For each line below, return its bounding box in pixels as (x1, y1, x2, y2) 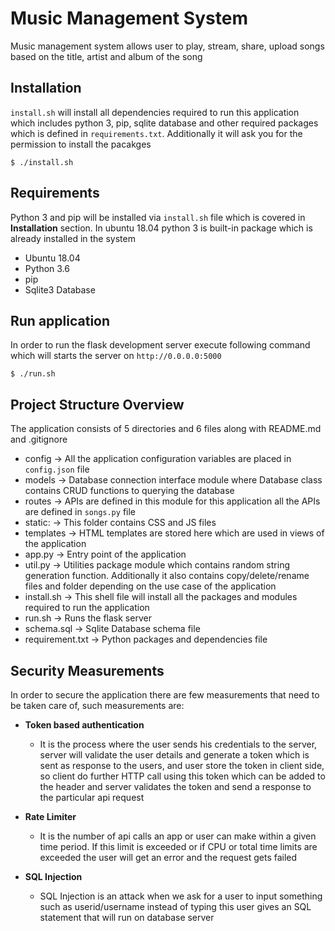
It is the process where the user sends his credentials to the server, (39, 738, 318, 750)
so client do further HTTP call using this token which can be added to (39, 770, 326, 782)
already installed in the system (10, 232, 136, 244)
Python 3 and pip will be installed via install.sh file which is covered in (10, 211, 306, 223)
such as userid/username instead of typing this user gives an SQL (39, 901, 312, 912)
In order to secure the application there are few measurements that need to (10, 689, 320, 701)
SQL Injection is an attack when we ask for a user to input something (39, 890, 323, 902)
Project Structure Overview (10, 396, 185, 413)
